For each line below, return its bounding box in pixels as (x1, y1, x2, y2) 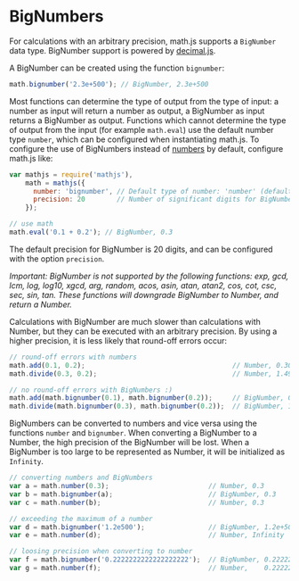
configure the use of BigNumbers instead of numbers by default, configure (9, 143, 284, 154)
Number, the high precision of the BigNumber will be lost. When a (9, 437, 250, 448)
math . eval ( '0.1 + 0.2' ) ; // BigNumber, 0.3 (9, 228, 174, 237)
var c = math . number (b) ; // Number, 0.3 (9, 498, 265, 507)
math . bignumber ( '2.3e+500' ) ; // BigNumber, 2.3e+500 (9, 79, 209, 88)
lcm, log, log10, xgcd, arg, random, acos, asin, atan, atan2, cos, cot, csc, (9, 279, 278, 291)
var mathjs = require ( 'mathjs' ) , (9, 170, 133, 179)
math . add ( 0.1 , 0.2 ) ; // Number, (9, 361, 273, 369)
